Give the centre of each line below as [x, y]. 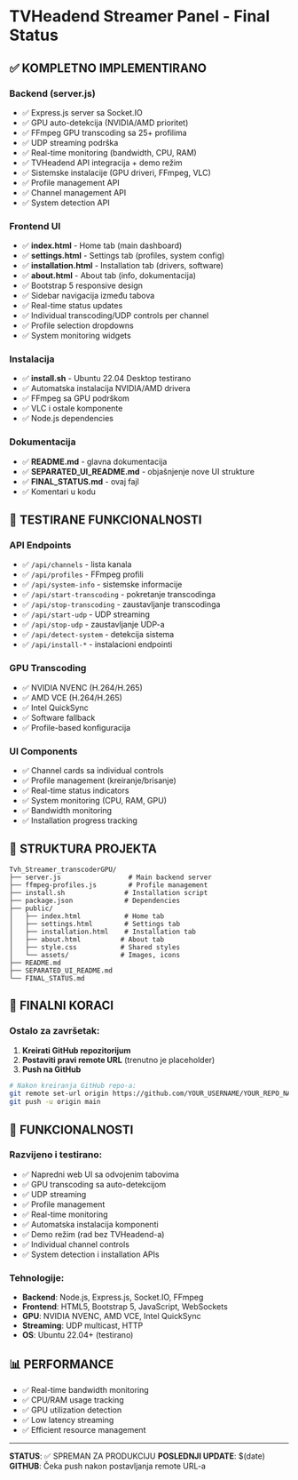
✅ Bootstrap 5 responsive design [82, 285]
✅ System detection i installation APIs [90, 1254]
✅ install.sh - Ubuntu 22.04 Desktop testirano [106, 379]
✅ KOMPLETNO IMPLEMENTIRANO [108, 68]
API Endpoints [40, 546]
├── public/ [31, 908]
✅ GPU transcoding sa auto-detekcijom [94, 1184]
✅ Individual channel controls [76, 1244]
